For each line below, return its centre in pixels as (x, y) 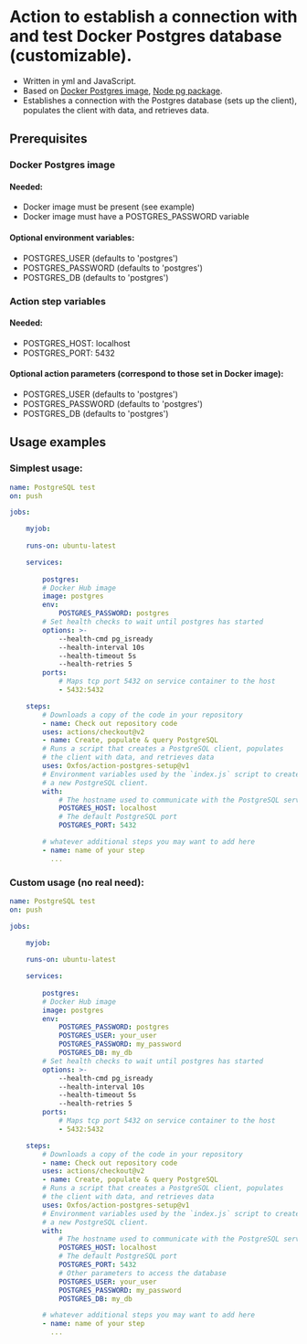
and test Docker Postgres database (146, 36)
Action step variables (58, 301)
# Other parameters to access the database (142, 1273)
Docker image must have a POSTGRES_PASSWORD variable (136, 217)
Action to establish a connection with (153, 17)
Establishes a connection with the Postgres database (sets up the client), (160, 100)
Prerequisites (48, 139)
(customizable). (71, 56)
